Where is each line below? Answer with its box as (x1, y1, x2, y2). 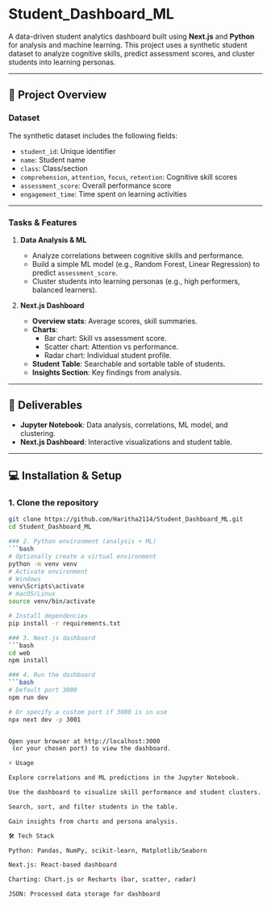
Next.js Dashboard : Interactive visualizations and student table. (19, 437, 232, 447)
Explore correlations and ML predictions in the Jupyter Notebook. (8, 774, 240, 782)
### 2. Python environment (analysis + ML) (8, 538, 157, 546)
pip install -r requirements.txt (8, 619, 121, 627)
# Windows (8, 575, 42, 583)
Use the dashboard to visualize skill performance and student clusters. (8, 788, 262, 796)
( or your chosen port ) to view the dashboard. (11, 745, 172, 753)
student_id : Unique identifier (19, 146, 116, 156)
